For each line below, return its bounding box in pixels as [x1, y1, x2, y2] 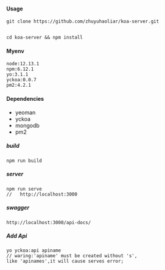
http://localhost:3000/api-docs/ [6, 219, 91, 225]
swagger [6, 204, 30, 211]
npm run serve [6, 186, 43, 192]
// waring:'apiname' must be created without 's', [6, 253, 138, 259]
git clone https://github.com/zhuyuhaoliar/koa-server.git [6, 18, 160, 24]
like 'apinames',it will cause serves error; [6, 258, 124, 265]
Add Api [6, 232, 27, 239]
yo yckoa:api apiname [6, 247, 61, 254]
